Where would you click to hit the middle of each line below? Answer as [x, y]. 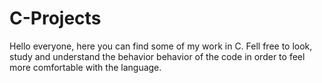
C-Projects [55, 18]
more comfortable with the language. [85, 67]
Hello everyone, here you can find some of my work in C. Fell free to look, [161, 46]
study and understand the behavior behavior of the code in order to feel [157, 56]
